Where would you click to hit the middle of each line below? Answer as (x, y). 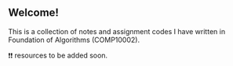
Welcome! (33, 13)
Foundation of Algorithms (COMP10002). (74, 40)
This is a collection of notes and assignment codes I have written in (117, 31)
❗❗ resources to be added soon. (58, 55)
